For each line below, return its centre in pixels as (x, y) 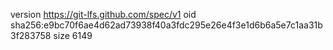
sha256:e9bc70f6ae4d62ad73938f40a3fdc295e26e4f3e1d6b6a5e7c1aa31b (166, 25)
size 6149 (73, 35)
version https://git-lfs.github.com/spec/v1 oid (103, 14)
